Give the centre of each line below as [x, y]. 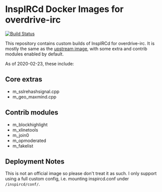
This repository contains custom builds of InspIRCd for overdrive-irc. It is [80, 43]
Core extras [24, 79]
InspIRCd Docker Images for [64, 9]
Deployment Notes [35, 161]
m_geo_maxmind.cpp [34, 96]
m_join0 [21, 135]
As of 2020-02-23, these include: [40, 63]
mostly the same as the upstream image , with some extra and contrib [76, 48]
